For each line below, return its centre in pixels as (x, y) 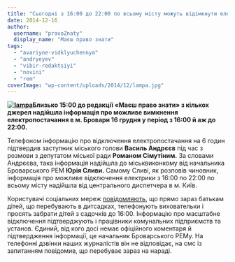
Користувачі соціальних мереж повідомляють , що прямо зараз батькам (115, 199)
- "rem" (25, 79)
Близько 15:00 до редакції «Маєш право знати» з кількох (121, 105)
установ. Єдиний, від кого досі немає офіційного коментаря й (100, 228)
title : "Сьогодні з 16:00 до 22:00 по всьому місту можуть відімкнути (112, 14)
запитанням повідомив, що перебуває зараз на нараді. (90, 251)
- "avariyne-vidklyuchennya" (56, 53)
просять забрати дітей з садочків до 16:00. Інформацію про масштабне (114, 214)
